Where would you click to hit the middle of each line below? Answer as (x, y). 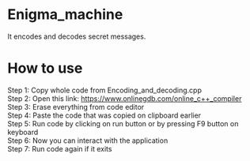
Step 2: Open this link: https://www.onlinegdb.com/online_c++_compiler (125, 98)
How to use (45, 68)
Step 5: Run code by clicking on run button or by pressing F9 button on (123, 123)
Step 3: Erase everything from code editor (76, 107)
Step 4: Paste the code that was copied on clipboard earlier (104, 115)
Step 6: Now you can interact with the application (88, 140)
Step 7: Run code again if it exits (60, 148)
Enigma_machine (65, 15)
